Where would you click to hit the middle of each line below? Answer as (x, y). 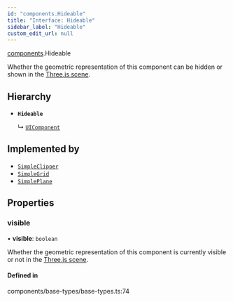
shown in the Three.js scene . (49, 74)
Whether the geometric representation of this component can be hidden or (115, 67)
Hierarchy (29, 97)
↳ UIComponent (39, 127)
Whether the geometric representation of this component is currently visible (117, 252)
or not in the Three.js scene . (48, 259)
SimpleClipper (38, 166)
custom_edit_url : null (40, 33)
